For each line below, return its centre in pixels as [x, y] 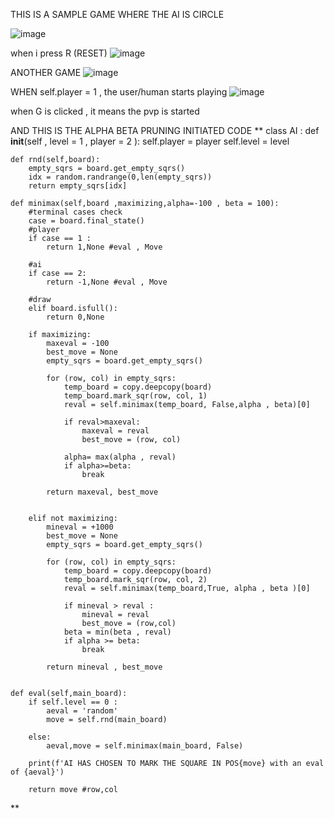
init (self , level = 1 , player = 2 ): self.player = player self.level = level [150, 141]
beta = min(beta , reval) [117, 632]
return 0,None [75, 317]
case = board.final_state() [86, 221]
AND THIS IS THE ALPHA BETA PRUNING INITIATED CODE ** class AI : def [165, 130]
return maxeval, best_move [102, 492]
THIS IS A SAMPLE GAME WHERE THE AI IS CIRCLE [117, 14]
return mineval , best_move [104, 667]
